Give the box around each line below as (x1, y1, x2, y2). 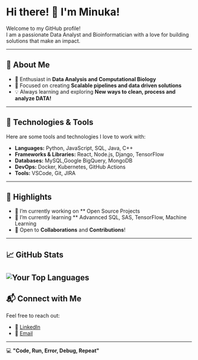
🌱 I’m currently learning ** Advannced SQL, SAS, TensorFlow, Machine (14, 214, 187, 221)
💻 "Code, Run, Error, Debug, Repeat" (6, 347, 100, 354)
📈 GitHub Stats (6, 250, 64, 260)
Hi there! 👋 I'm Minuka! (6, 5, 120, 19)
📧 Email (14, 329, 34, 336)
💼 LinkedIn (14, 323, 41, 331)
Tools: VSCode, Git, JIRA (14, 169, 76, 176)
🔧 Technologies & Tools (6, 117, 94, 127)
